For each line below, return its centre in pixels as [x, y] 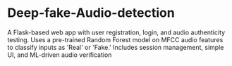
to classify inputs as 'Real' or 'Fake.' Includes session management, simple [116, 47]
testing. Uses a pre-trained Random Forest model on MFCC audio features [115, 39]
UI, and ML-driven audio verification [60, 55]
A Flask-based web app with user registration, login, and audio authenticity [116, 32]
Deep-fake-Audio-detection [91, 13]
